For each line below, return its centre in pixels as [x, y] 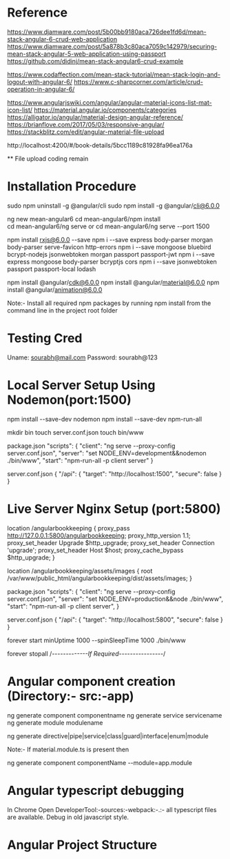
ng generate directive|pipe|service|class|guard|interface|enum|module [108, 735]
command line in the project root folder [63, 310]
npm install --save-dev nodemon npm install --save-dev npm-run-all [105, 419]
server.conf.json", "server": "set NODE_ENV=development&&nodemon [107, 453]
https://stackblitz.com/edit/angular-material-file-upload [86, 132]
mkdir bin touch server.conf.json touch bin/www [75, 432]
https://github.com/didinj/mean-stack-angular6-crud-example [95, 61]
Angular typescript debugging [96, 790]
